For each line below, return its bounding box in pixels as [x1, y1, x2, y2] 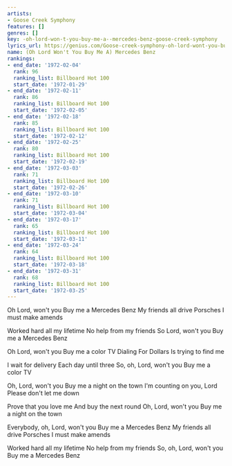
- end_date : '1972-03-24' [7, 242, 81, 249]
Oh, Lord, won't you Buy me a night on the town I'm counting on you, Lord [7, 382, 217, 390]
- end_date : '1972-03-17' [7, 216, 81, 223]
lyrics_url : [7, 42, 41, 49]
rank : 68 [13, 274, 39, 281]
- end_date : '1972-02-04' [7, 62, 81, 69]
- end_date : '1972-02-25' [7, 139, 81, 146]
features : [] [7, 23, 45, 30]
